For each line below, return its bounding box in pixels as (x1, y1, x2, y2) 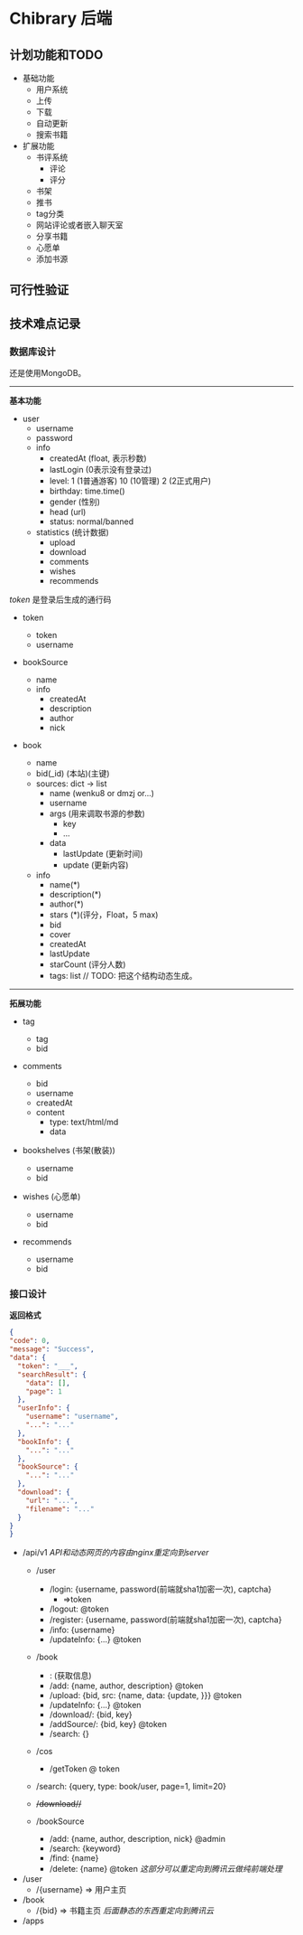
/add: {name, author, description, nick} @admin (49, 1834, 225, 1845)
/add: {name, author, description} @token (49, 1680, 204, 1691)
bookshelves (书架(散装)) (22, 1145, 115, 1156)
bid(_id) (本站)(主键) (35, 768, 110, 779)
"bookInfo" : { (17, 1437, 70, 1446)
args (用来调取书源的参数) (49, 808, 146, 819)
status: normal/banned (49, 516, 134, 527)
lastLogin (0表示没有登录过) (49, 465, 152, 475)
